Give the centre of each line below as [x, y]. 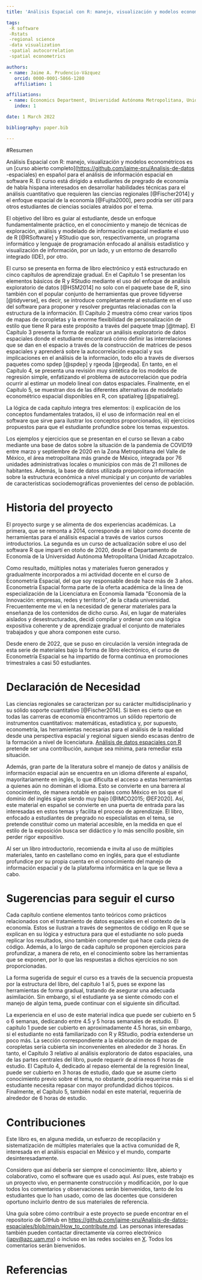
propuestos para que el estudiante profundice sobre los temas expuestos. [98, 427]
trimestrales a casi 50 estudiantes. [49, 663]
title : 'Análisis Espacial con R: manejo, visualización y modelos [93, 12]
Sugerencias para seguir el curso [90, 898]
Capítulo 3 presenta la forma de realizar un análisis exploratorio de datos [96, 332]
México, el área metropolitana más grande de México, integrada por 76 [94, 457]
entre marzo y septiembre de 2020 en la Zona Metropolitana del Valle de [96, 451]
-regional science [32, 40]
